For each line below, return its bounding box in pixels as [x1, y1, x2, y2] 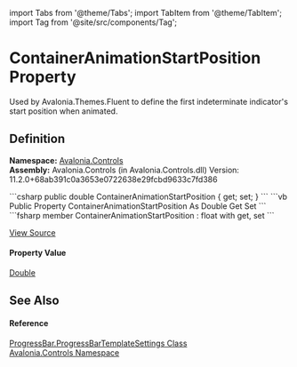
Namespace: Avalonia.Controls [9, 155, 124, 165]
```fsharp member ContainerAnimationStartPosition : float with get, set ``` [9, 210, 275, 220]
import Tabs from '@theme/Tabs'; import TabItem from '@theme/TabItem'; [9, 8, 283, 18]
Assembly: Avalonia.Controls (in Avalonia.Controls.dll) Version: [9, 164, 240, 175]
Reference [9, 317, 49, 328]
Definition [9, 132, 65, 147]
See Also [9, 293, 60, 308]
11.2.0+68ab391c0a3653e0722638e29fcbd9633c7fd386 [9, 173, 218, 185]
